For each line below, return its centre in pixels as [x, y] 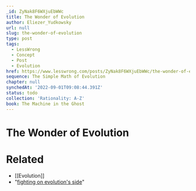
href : [13, 71]
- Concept [23, 55]
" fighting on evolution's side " [49, 182]
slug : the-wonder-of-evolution [44, 33]
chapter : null [23, 82]
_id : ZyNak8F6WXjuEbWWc [35, 11]
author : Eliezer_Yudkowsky [39, 22]
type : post [19, 39]
